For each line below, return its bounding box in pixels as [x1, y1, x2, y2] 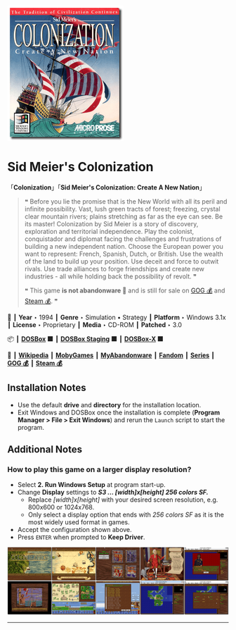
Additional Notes [7, 443, 83, 456]
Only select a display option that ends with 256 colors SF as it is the [27, 510, 225, 519]
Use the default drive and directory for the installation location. [17, 400, 202, 409]
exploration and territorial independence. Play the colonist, [24, 227, 195, 235]
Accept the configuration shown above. [17, 526, 132, 534]
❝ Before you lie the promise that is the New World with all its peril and [24, 197, 228, 206]
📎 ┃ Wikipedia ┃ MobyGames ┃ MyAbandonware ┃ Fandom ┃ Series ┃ [7, 351, 216, 359]
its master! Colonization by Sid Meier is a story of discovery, [24, 219, 199, 228]
